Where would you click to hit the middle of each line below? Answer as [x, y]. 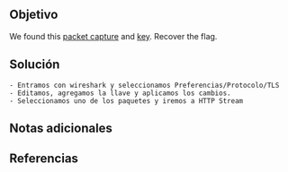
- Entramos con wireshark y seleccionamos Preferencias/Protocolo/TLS [144, 85]
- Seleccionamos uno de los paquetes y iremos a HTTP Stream [126, 101]
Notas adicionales [61, 129]
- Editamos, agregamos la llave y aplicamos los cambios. [120, 93]
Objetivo [34, 15]
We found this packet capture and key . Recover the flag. [113, 36]
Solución [35, 65]
